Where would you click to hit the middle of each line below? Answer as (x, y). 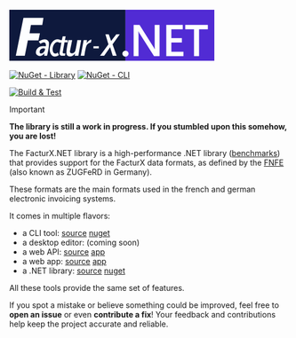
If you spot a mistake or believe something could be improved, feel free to (144, 305)
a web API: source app (64, 252)
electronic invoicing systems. (63, 199)
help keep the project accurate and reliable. (89, 324)
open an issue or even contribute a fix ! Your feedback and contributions (143, 314)
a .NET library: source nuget (74, 271)
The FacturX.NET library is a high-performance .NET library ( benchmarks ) (145, 153)
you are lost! (33, 136)
